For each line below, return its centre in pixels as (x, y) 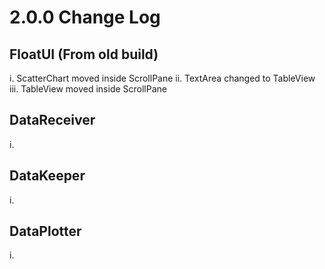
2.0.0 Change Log (85, 17)
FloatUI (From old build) (84, 54)
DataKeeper (47, 176)
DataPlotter (45, 231)
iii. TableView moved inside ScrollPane (88, 89)
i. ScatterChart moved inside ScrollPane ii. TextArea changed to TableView (162, 78)
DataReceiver (52, 120)
